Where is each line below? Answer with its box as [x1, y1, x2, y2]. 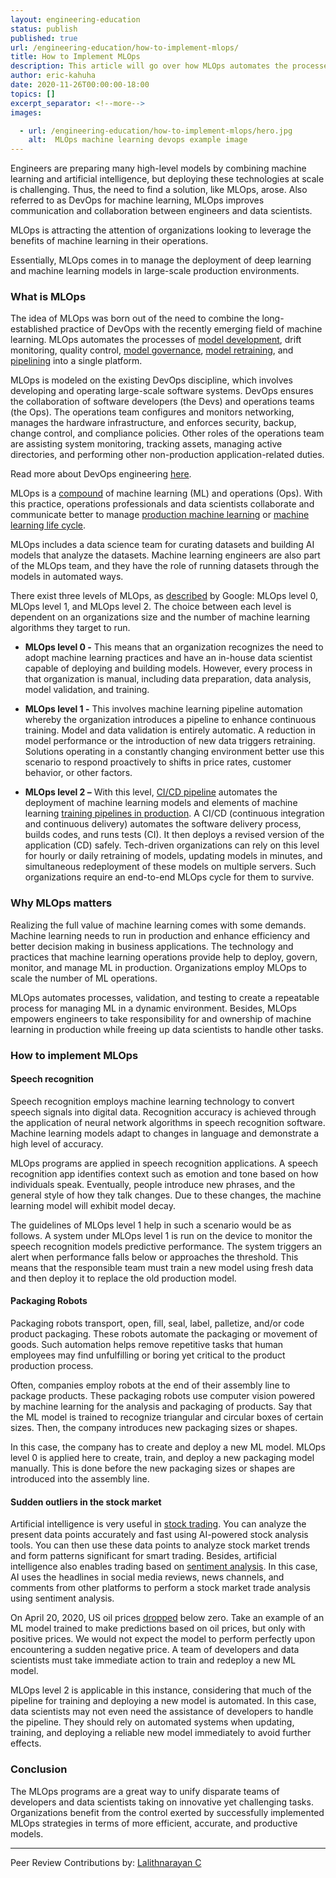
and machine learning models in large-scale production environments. [10, 265, 300, 277]
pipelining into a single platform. [10, 355, 143, 367]
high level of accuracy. [10, 1137, 104, 1150]
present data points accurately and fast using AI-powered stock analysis [10, 1529, 309, 1541]
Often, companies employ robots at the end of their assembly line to [10, 1379, 291, 1391]
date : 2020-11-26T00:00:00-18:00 [10, 80, 150, 90]
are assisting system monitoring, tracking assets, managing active [10, 438, 283, 450]
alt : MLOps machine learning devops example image [28, 135, 248, 145]
